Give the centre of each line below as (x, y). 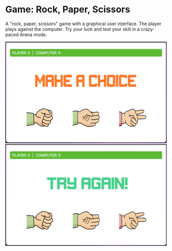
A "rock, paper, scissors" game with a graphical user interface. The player (83, 24)
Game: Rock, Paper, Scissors (68, 9)
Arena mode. (33, 34)
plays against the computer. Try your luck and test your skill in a (72, 29)
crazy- (148, 29)
